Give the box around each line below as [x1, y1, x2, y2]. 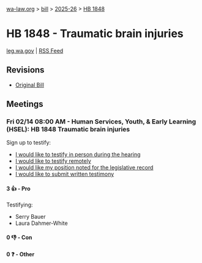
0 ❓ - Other [6, 250, 35, 257]
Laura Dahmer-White [15, 219, 69, 227]
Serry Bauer [15, 213, 46, 220]
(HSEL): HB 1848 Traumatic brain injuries [6, 125, 130, 134]
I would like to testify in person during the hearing [15, 151, 141, 159]
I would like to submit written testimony [15, 170, 114, 178]
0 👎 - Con [6, 234, 32, 241]
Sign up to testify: [6, 139, 51, 146]
